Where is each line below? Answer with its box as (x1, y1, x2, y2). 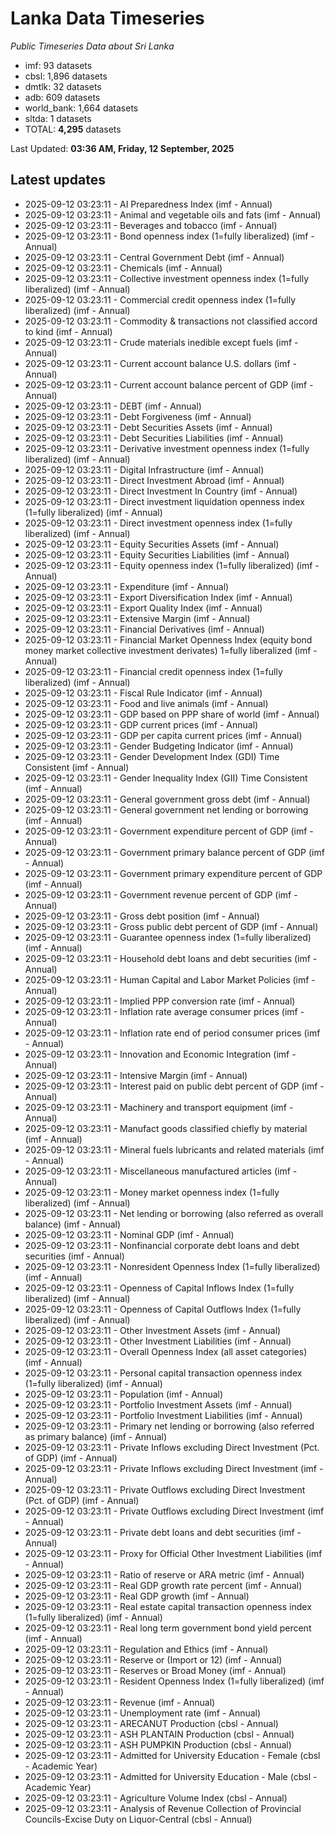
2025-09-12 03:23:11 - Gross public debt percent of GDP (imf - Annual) (24, 920, 319, 932)
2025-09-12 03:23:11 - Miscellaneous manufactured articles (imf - (24, 1165, 298, 1177)
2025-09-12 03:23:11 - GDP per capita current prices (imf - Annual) (24, 729, 303, 741)
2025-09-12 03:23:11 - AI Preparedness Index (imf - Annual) (24, 198, 273, 210)
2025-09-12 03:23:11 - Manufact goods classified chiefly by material (24, 1122, 308, 1134)
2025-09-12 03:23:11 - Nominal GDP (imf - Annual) (24, 1228, 235, 1241)
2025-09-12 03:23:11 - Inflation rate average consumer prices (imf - (24, 1005, 305, 1017)
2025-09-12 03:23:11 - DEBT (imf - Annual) (24, 400, 202, 412)
